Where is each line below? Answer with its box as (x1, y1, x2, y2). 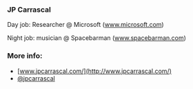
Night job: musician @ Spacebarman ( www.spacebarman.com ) (7, 34, 186, 42)
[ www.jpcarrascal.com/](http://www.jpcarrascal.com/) (17, 67, 172, 75)
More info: (7, 51, 43, 61)
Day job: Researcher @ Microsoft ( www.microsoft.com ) (7, 21, 164, 29)
